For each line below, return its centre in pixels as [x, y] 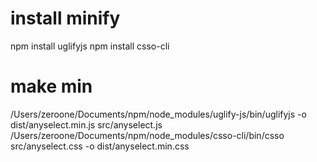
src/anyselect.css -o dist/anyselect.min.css [100, 146]
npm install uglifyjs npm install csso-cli [90, 46]
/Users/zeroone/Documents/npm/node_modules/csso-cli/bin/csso [147, 135]
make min [51, 86]
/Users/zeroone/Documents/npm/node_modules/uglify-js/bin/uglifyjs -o [158, 114]
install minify [65, 18]
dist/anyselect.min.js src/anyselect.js [86, 124]
